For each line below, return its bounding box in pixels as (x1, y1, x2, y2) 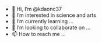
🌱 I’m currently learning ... (11, 18, 74, 24)
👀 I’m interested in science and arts (11, 12, 96, 19)
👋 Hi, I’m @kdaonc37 (11, 6, 62, 12)
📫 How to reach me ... (11, 31, 66, 37)
